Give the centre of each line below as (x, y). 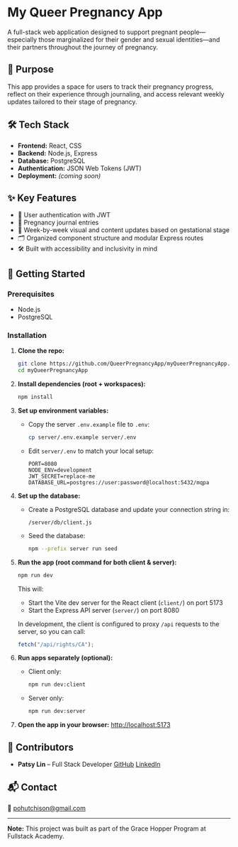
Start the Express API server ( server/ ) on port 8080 (103, 610)
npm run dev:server (57, 711)
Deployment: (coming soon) (59, 175)
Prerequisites (31, 294)
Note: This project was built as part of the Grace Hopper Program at (107, 829)
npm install (35, 397)
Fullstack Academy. (36, 836)
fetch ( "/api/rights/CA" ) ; (56, 644)
